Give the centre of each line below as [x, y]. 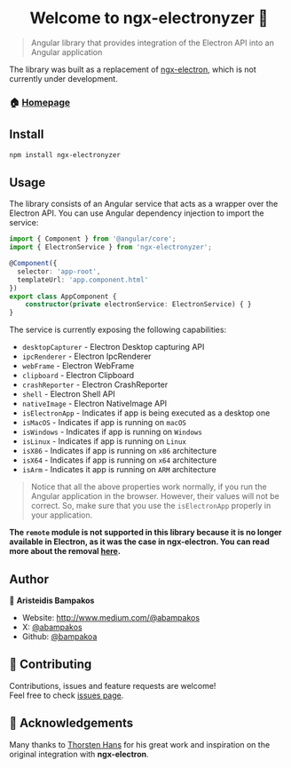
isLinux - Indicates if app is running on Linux [104, 441]
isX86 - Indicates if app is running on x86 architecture [119, 451]
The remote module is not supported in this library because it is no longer [145, 533]
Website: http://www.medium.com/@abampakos [111, 618]
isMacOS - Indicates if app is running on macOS [104, 423]
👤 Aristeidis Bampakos [52, 601]
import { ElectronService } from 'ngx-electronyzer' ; [111, 248]
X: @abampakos [52, 627]
